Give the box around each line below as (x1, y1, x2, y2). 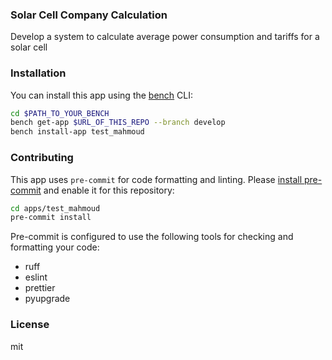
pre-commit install (10, 213, 92, 223)
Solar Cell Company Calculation (10, 8, 168, 22)
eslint (24, 271, 48, 283)
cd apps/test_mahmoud (10, 203, 101, 213)
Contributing (10, 151, 74, 165)
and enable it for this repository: (43, 184, 175, 196)
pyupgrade (24, 293, 71, 305)
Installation (10, 66, 67, 80)
